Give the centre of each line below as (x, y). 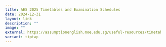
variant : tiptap (22, 37)
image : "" (15, 28)
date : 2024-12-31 (23, 14)
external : (15, 32)
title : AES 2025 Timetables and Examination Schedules (63, 10)
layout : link (19, 19)
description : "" (22, 23)
